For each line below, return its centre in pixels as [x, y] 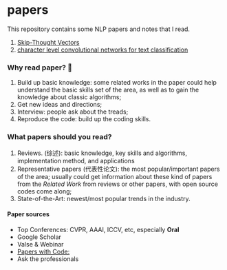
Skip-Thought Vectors [48, 42]
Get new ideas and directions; [60, 105]
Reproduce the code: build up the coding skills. [84, 119]
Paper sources [29, 214]
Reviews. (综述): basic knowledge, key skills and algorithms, [102, 153]
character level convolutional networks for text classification [102, 50]
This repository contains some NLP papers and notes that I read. [99, 29]
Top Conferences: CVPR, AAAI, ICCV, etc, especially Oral [98, 229]
